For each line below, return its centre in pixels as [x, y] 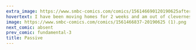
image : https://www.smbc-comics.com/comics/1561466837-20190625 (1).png [96, 22]
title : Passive [24, 38]
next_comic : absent [30, 27]
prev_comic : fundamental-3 [39, 33]
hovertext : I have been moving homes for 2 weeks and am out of [86, 17]
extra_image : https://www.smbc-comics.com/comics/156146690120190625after [99, 11]
